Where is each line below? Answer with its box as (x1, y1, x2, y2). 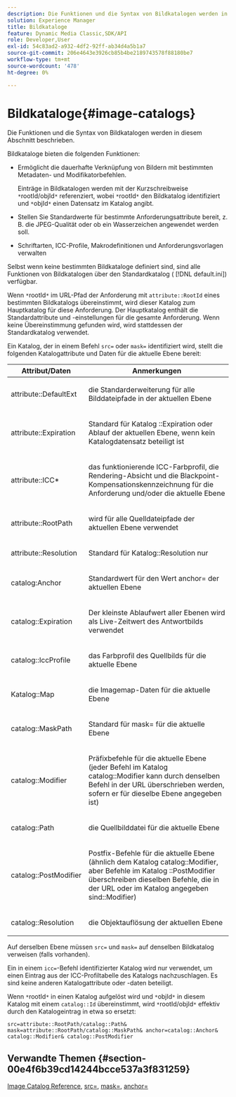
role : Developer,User (7, 37, 71, 44)
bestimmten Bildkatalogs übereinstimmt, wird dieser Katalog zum (7, 298, 195, 307)
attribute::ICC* (11, 475, 60, 485)
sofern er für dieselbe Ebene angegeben (88, 789, 223, 799)
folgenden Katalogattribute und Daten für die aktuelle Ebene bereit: (7, 349, 202, 358)
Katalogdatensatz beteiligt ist (88, 437, 185, 447)
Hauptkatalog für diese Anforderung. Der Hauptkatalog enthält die (7, 306, 199, 315)
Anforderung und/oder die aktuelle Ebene (88, 489, 225, 499)
